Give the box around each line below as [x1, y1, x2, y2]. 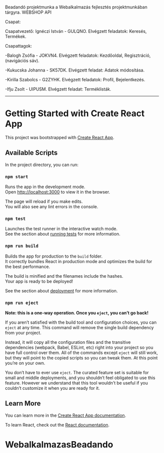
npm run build [5, 243, 39, 249]
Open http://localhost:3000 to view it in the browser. [5, 189, 110, 195]
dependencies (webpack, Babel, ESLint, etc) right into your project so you [5, 344, 154, 350]
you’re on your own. [5, 360, 45, 366]
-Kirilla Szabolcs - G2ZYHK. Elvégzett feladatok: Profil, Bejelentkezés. [5, 77, 145, 82]
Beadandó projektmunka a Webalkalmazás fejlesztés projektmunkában [5, 4, 147, 10]
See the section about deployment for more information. [5, 287, 118, 293]
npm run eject [5, 300, 39, 306]
